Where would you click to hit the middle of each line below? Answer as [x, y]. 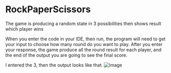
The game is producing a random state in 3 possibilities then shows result [83, 23]
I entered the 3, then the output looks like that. [54, 65]
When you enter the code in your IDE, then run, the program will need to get [85, 39]
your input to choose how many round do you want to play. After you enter [84, 44]
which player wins [24, 29]
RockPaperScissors [48, 9]
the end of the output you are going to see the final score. [66, 55]
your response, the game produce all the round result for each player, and [83, 50]
